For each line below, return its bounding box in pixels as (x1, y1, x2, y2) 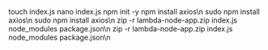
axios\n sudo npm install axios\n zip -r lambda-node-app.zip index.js (8, 15, 237, 25)
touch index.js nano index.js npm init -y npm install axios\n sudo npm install (8, 7, 261, 16)
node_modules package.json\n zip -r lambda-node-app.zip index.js (8, 24, 233, 33)
